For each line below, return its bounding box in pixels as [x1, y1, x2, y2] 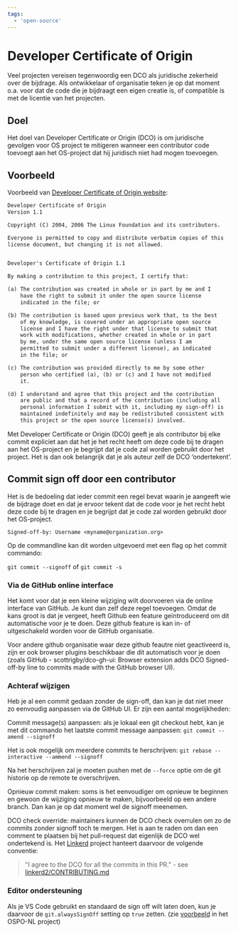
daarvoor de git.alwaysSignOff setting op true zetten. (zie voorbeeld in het [7, 909, 229, 918]
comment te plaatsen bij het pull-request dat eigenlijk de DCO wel [7, 831, 200, 840]
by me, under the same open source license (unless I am [20, 338, 193, 345]
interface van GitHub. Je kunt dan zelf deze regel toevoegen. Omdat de [7, 604, 217, 613]
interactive [7, 754, 43, 761]
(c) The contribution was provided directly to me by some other [7, 364, 205, 371]
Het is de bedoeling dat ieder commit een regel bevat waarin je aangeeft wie [7, 492, 231, 501]
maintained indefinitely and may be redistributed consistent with [20, 410, 224, 417]
